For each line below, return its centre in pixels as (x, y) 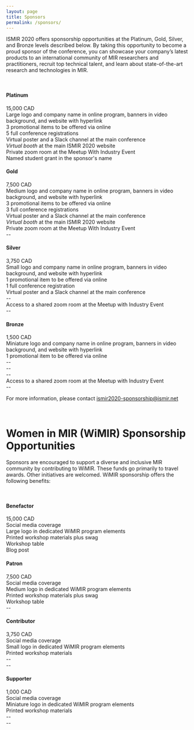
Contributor (21, 621)
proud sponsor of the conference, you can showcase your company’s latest (97, 52)
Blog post (18, 550)
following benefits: (28, 481)
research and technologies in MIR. (47, 70)
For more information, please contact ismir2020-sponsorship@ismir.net (92, 398)
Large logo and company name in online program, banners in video (87, 114)
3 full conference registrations (42, 209)
